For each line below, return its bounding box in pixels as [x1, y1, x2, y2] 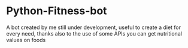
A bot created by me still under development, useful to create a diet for [6, 24, 181, 31]
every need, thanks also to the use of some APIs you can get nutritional [6, 30, 183, 37]
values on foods [6, 36, 46, 43]
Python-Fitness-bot [6, 4, 107, 18]
